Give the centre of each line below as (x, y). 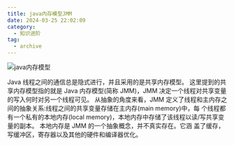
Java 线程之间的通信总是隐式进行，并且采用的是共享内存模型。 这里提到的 (114, 82)
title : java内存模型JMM (39, 14)
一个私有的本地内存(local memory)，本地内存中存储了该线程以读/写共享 (116, 117)
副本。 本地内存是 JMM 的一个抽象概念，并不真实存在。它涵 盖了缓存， (122, 126)
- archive (28, 46)
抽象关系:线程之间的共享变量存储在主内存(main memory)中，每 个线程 (119, 108)
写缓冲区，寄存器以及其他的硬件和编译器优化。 (74, 134)
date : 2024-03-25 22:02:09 (46, 20)
